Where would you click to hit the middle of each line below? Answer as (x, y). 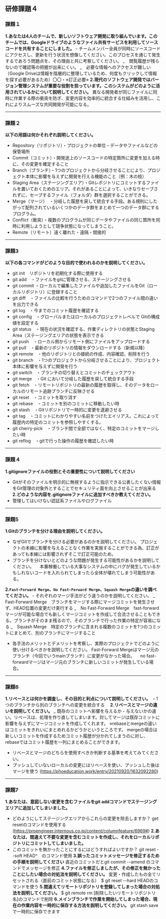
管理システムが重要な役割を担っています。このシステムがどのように (87, 85)
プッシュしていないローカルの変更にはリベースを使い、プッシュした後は (86, 765)
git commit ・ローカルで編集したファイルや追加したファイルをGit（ (81, 286)
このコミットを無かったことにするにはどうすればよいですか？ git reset (84, 849)
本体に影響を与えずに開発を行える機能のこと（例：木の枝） (86, 176)
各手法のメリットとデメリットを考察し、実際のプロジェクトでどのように (86, 643)
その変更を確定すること (45, 164)
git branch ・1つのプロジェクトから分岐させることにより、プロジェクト (86, 360)
